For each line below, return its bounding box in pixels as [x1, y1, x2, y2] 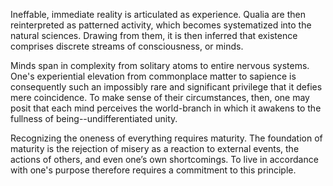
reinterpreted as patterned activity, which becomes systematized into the [10, 19, 312, 31]
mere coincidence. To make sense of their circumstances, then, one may [10, 92, 310, 103]
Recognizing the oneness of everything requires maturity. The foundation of [10, 132, 323, 144]
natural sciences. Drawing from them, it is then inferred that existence [10, 30, 298, 41]
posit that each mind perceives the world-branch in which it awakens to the [10, 102, 322, 114]
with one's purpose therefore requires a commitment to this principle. [10, 164, 297, 176]
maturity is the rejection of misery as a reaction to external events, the [10, 143, 300, 154]
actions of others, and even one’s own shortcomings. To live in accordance [10, 154, 319, 165]
